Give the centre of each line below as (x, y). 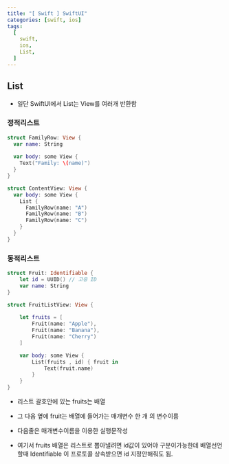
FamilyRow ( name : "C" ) (56, 221)
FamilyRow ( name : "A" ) (56, 208)
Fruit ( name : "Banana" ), (66, 331)
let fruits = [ (41, 318)
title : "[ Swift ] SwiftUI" (47, 13)
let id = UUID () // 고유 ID (58, 280)
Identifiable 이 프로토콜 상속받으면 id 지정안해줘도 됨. (101, 454)
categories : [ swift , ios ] (44, 20)
